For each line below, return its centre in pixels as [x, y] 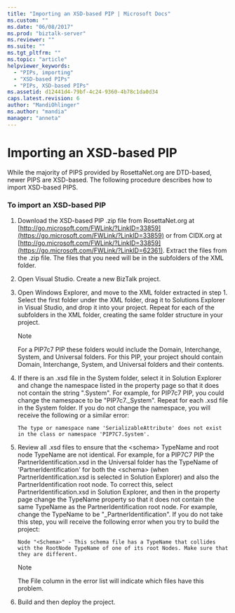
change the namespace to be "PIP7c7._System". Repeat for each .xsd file [122, 400]
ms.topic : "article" [38, 60]
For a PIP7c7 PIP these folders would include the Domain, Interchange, [119, 349]
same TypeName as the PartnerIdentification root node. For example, [117, 506]
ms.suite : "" [26, 46]
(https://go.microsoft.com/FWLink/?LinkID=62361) [90, 250]
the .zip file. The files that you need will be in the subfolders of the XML [121, 257]
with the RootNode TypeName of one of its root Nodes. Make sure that [123, 548]
